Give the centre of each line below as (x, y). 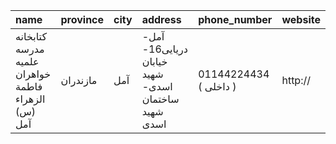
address (161, 19)
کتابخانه (31, 36)
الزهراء (30, 99)
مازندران (79, 80)
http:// (296, 80)
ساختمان (160, 99)
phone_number (235, 19)
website (301, 19)
